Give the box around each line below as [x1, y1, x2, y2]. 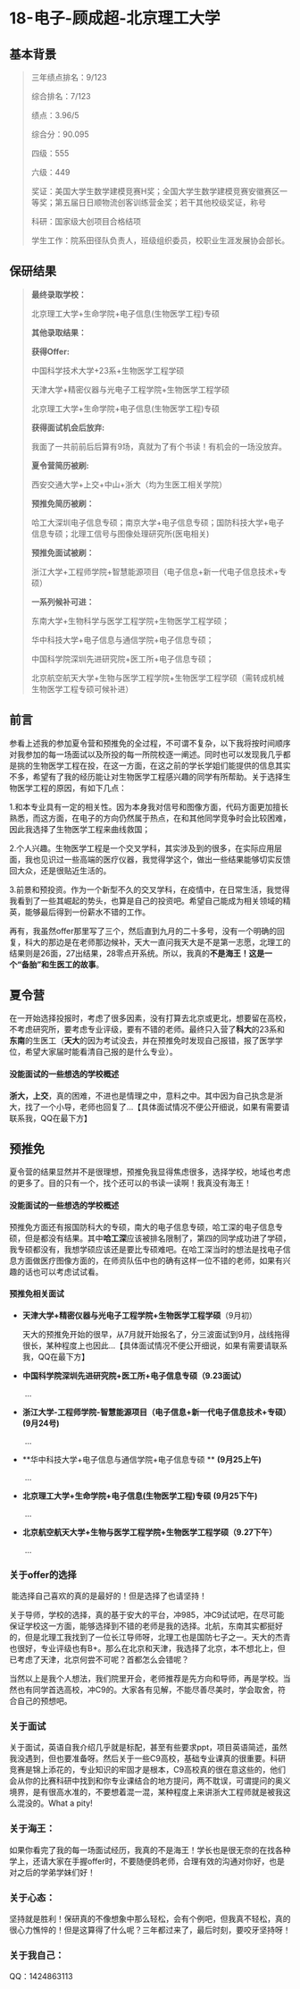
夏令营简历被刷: [30, 459, 89, 470]
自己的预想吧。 [16, 1696, 72, 1707]
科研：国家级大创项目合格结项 [30, 216, 141, 226]
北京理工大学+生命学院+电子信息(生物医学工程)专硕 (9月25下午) [21, 1490, 258, 1501]
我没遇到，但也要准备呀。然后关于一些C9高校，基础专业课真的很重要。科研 [9, 1753, 286, 1764]
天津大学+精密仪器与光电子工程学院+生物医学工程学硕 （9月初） [21, 1310, 257, 1320]
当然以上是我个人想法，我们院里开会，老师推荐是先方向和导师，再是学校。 [9, 1673, 283, 1684]
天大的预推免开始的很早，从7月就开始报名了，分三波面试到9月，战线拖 [21, 1328, 283, 1339]
